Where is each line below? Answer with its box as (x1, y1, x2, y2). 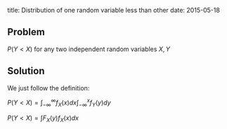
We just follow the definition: (7, 83, 90, 92)
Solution (7, 65, 45, 77)
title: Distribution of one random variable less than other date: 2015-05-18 (7, 6, 220, 14)
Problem (7, 26, 46, 38)
